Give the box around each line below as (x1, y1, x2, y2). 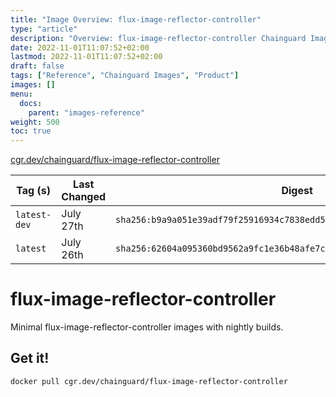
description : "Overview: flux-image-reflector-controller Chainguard (10, 33, 307, 43)
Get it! (10, 350, 50, 367)
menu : (10, 89, 33, 99)
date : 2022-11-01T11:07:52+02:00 (10, 42, 150, 53)
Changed (61, 190, 107, 204)
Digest (281, 184, 313, 198)
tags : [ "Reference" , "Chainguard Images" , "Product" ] (10, 71, 240, 81)
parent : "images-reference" (28, 107, 145, 118)
